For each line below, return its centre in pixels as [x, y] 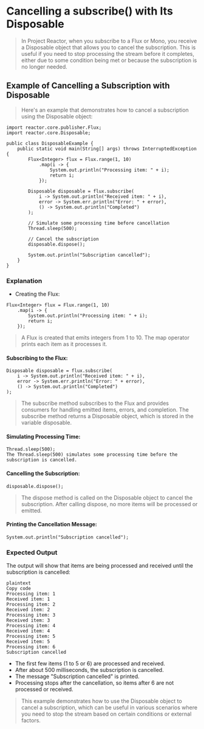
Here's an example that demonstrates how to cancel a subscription [105, 110]
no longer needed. [44, 66]
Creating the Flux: [37, 294]
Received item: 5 [28, 642]
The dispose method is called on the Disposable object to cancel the [107, 497]
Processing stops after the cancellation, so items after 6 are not [94, 683]
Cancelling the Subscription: [43, 473]
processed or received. [44, 690]
